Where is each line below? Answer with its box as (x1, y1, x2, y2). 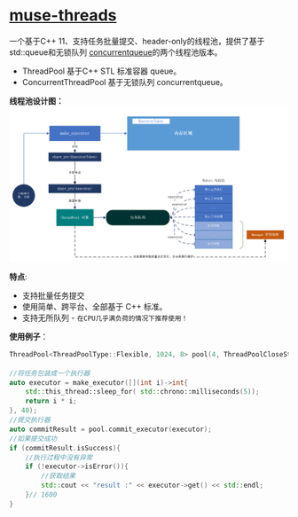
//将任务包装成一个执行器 (9, 369, 90, 378)
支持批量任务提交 (21, 290, 85, 301)
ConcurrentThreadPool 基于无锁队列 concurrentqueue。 (21, 76, 228, 87)
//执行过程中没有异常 (25, 453, 93, 462)
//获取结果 (41, 472, 76, 481)
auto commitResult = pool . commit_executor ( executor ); (9, 425, 213, 434)
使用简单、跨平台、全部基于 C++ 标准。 (21, 301, 168, 311)
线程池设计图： (9, 95, 64, 106)
